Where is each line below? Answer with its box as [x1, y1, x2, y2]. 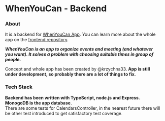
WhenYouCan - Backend [5, 3, 107, 14]
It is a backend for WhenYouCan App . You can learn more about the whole [5, 31, 156, 37]
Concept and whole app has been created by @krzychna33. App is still [5, 66, 150, 72]
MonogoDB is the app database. [5, 100, 72, 106]
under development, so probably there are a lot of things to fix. [5, 72, 136, 77]
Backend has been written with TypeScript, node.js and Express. [5, 95, 140, 100]
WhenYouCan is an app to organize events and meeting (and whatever [5, 46, 153, 52]
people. [5, 57, 21, 63]
